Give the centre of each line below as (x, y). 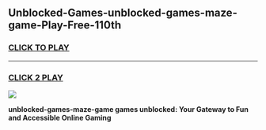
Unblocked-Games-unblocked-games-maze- (123, 13)
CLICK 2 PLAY (36, 77)
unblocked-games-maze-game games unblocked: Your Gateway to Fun (129, 109)
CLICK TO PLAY (39, 48)
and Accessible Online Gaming (60, 117)
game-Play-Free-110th (65, 26)
